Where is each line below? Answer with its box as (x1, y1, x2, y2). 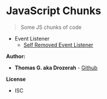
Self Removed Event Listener (23, 41, 93, 48)
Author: (6, 52, 26, 60)
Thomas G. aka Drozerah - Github (14, 64, 98, 71)
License (6, 75, 26, 82)
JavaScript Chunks (6, 4, 102, 18)
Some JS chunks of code (20, 24, 82, 31)
